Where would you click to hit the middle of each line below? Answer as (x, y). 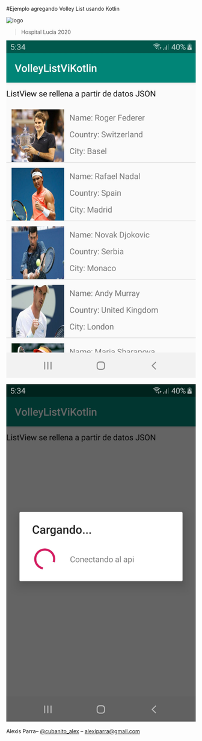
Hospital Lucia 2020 (46, 32)
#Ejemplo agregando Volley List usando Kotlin (63, 9)
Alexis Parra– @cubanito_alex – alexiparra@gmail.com (73, 731)
